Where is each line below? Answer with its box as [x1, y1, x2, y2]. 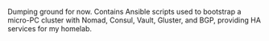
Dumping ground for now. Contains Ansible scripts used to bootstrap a [7, 7, 242, 16]
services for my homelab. [7, 24, 92, 33]
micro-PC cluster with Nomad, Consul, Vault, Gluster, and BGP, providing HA [7, 15, 261, 25]
